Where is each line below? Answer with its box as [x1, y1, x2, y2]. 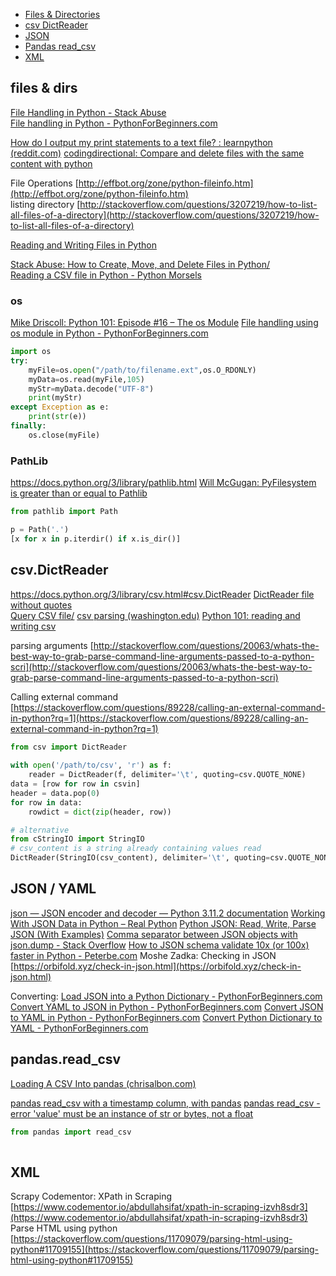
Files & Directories [24, 9, 101, 20]
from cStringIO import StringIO [10, 834, 145, 844]
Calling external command [10, 690, 118, 703]
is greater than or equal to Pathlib [10, 487, 148, 499]
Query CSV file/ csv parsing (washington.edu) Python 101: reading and [10, 609, 301, 621]
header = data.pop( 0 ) [10, 788, 101, 798]
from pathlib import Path [10, 507, 118, 517]
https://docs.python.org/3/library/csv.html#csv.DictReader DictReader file [10, 588, 315, 600]
